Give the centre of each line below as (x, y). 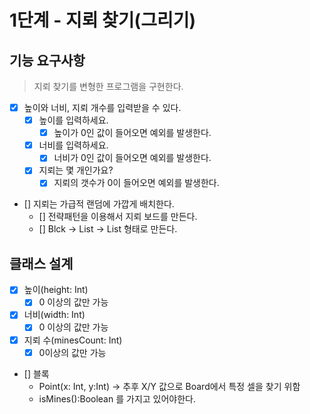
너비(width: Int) (54, 315)
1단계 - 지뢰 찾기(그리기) (103, 20)
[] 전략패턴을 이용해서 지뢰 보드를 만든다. (118, 217)
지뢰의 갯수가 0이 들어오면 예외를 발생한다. (136, 183)
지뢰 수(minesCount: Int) (73, 340)
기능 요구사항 (47, 60)
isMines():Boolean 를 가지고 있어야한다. (117, 398)
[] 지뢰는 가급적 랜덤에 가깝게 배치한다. (99, 204)
